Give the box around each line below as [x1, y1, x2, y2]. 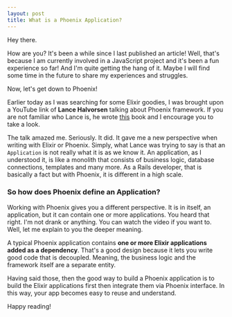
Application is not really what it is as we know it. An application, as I [7, 148, 202, 156]
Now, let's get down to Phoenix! [7, 84, 98, 93]
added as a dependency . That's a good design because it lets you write [7, 246, 213, 254]
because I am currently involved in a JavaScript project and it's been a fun [7, 56, 220, 64]
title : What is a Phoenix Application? [7, 17, 123, 24]
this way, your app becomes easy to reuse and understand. [7, 289, 177, 297]
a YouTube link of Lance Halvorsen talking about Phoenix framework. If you [7, 105, 224, 114]
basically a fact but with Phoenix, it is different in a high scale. [7, 170, 184, 179]
